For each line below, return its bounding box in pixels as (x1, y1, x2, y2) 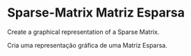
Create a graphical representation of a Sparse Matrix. (7, 28, 160, 36)
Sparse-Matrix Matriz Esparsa (7, 5, 185, 21)
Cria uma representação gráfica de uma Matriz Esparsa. (7, 41, 168, 49)
